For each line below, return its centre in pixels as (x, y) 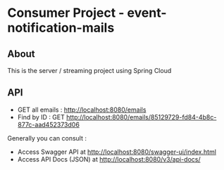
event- (147, 13)
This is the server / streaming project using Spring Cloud (89, 71)
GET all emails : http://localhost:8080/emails (82, 110)
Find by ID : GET (41, 117)
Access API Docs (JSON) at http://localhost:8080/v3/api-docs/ (109, 159)
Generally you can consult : (47, 138)
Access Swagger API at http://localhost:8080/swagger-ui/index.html (117, 152)
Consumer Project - (66, 13)
